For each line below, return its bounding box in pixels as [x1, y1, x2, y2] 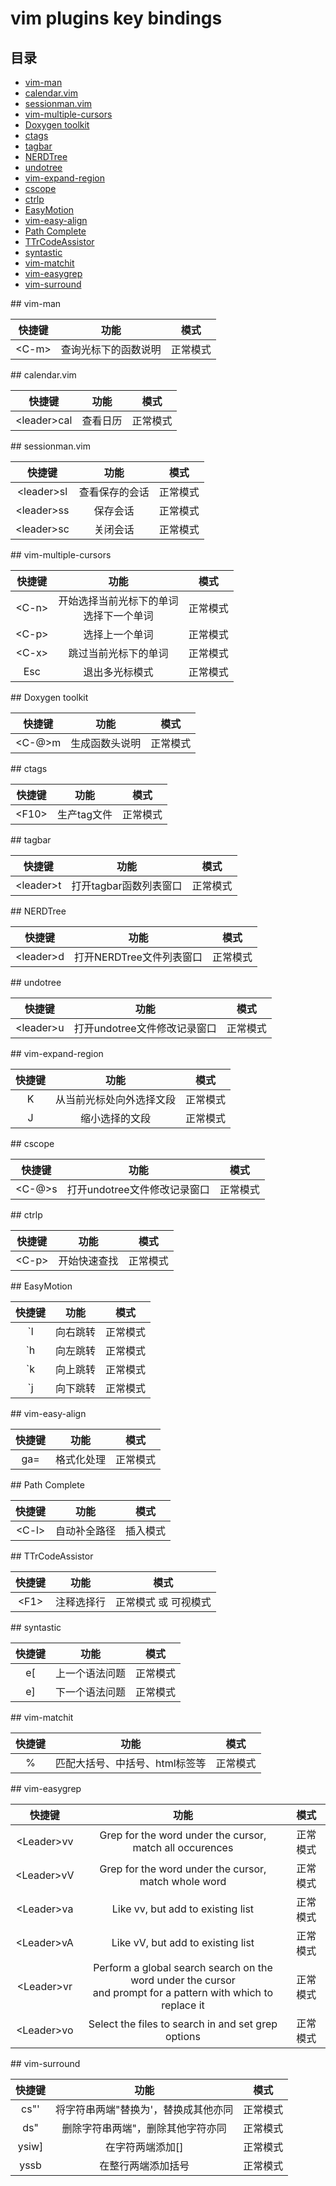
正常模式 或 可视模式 [115, 1595, 212, 1609]
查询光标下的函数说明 [60, 343, 162, 356]
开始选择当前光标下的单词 [58, 594, 179, 607]
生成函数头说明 [70, 737, 142, 750]
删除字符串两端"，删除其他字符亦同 [61, 2122, 227, 2135]
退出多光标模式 [83, 665, 154, 679]
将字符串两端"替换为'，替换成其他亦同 [55, 2103, 234, 2116]
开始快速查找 [58, 1254, 119, 1267]
